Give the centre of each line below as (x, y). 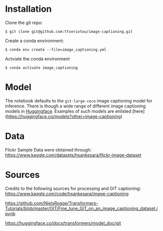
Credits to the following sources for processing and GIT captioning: (73, 188)
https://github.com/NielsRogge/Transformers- (52, 203)
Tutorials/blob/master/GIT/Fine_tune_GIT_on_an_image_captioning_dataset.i (81, 208)
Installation (28, 9)
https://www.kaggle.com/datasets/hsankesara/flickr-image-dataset (73, 155)
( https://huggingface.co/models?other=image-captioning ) (64, 116)
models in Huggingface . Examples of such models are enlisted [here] (75, 111)
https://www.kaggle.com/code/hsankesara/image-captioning (67, 193)
